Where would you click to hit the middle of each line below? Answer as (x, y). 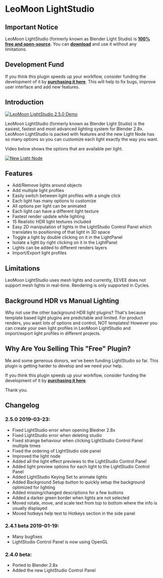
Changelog (22, 405)
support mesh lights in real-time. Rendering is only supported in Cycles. (78, 286)
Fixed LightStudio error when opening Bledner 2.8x (64, 430)
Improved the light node (36, 456)
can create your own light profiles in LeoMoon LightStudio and (68, 328)
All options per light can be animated (49, 206)
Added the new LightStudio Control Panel (54, 570)
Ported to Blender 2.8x (35, 565)
